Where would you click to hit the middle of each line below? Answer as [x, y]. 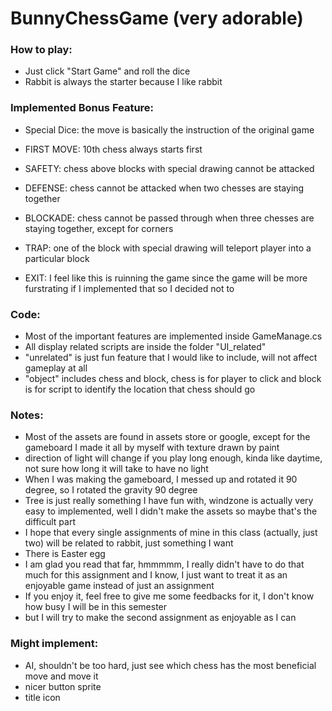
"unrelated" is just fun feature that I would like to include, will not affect [171, 358]
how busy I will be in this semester [96, 607]
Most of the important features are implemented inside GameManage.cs [173, 336]
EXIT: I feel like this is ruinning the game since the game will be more [166, 278]
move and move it [61, 676]
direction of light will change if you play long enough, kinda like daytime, [173, 458]
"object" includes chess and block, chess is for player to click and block [173, 379]
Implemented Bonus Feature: [82, 108]
